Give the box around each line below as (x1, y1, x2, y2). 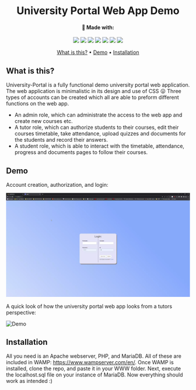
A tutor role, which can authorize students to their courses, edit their (14, 124, 179, 131)
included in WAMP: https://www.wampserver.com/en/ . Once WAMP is (6, 359, 174, 366)
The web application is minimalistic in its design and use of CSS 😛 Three (6, 88, 182, 95)
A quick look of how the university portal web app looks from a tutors (6, 303, 173, 310)
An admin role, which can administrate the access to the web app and (14, 111, 183, 118)
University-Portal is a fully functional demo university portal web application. (6, 81, 190, 88)
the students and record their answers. (14, 136, 108, 143)
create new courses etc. (14, 118, 73, 125)
